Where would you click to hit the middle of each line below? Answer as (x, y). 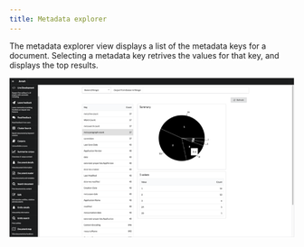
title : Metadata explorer (58, 19)
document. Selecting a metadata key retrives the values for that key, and (144, 55)
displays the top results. (54, 65)
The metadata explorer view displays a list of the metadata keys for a (138, 46)
